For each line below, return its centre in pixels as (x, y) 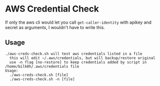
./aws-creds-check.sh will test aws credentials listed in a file (74, 54)
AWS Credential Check (52, 9)
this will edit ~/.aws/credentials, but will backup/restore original (82, 58)
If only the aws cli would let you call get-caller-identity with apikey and (78, 22)
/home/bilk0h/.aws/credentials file (42, 66)
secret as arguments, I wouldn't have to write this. (55, 27)
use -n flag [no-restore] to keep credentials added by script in (78, 62)
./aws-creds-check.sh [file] (39, 75)
